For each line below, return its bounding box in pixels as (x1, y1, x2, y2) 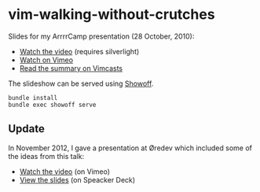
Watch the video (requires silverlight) (19, 46, 140, 56)
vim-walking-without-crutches (8, 6, 215, 24)
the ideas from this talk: (8, 151, 85, 161)
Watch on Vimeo (19, 55, 73, 65)
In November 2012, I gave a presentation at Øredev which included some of (8, 143, 253, 153)
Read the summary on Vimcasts (19, 63, 123, 72)
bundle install (8, 94, 58, 102)
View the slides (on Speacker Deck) (19, 175, 136, 184)
